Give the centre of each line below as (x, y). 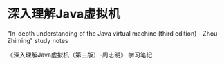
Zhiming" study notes (38, 40)
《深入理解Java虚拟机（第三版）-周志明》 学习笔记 (80, 55)
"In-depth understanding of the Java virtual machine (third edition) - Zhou (112, 33)
